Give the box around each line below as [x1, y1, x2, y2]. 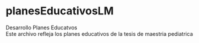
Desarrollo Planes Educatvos [5, 24, 77, 31]
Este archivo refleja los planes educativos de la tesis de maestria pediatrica [5, 30, 193, 37]
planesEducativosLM [5, 4, 114, 18]
